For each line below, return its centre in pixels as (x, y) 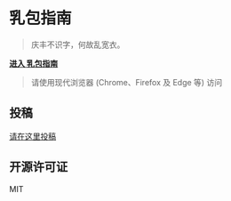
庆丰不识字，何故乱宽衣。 (78, 44)
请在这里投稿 (32, 136)
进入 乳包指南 (34, 63)
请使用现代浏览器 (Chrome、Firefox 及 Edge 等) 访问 (127, 82)
